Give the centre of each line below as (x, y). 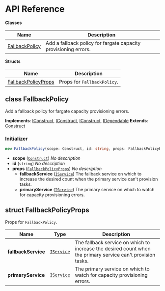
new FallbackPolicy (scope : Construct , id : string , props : (66, 149)
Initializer (16, 139)
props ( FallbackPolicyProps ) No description (57, 169)
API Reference (35, 9)
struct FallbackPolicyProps (47, 210)
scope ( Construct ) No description (46, 158)
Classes (14, 23)
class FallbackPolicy (37, 99)
